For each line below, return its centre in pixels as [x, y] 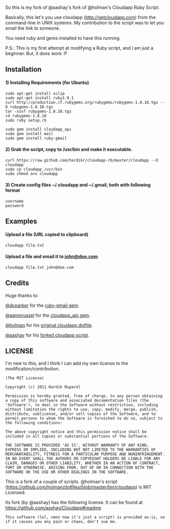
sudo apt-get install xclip [35, 93]
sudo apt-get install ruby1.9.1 [39, 98]
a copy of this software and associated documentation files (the [77, 401]
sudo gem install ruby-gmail [36, 138]
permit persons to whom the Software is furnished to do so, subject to [84, 418]
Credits [17, 283]
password [15, 206]
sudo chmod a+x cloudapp [32, 173]
